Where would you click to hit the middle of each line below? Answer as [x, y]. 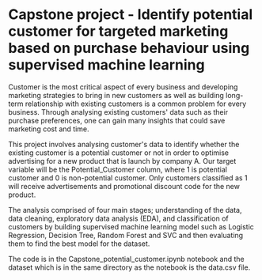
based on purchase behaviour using [129, 48]
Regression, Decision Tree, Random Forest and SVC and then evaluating [126, 235]
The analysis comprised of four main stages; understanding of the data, [125, 210]
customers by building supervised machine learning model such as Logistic [131, 226]
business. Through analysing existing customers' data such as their [118, 112]
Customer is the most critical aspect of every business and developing [123, 87]
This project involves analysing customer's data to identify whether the [124, 144]
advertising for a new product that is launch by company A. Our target [122, 161]
